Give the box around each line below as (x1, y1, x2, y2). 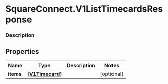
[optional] (100, 70, 124, 77)
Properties (5, 47, 39, 56)
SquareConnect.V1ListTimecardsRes (5, 3, 163, 15)
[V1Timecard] (27, 70, 62, 77)
